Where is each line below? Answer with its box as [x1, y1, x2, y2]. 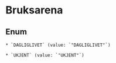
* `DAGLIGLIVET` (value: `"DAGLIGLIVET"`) [5, 42, 111, 48]
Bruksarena [5, 3, 63, 17]
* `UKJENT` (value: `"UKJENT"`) [5, 52, 84, 58]
